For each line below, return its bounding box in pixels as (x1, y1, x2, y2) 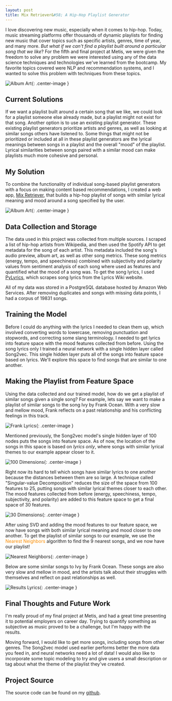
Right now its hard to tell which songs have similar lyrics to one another (5, 469, 156, 475)
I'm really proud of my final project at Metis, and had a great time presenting (5, 613, 166, 619)
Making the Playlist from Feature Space (5, 377, 134, 386)
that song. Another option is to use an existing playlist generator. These (5, 119, 157, 126)
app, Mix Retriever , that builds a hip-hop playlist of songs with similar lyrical (5, 192, 165, 198)
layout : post (5, 7, 33, 13)
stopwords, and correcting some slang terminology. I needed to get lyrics (5, 335, 161, 341)
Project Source (5, 676, 54, 685)
